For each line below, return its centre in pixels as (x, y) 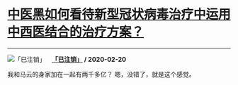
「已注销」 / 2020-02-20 (89, 59)
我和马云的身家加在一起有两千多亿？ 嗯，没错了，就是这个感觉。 (101, 74)
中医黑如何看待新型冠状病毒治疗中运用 (119, 14)
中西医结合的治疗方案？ (76, 32)
